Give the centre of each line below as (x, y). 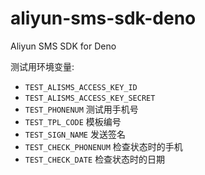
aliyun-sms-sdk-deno (103, 18)
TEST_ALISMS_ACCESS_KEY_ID (81, 87)
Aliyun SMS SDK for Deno (63, 46)
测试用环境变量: (42, 66)
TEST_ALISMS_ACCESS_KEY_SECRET (90, 98)
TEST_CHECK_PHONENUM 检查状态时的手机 (103, 146)
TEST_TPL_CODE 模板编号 (73, 121)
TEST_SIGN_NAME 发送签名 (75, 134)
